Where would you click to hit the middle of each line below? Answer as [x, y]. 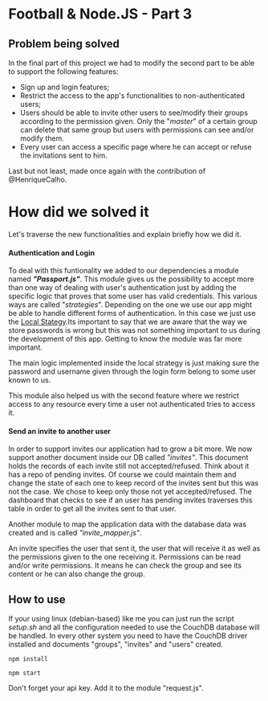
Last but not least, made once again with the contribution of [107, 171]
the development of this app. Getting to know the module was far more [125, 339]
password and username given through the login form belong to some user [132, 371]
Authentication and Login [51, 252]
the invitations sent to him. [64, 155]
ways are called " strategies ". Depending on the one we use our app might [130, 305]
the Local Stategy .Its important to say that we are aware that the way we [128, 322]
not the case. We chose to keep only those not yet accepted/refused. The [130, 492]
